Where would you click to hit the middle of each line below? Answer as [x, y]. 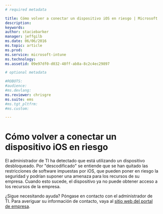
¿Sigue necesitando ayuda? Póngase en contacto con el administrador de [79, 196]
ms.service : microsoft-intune [36, 55]
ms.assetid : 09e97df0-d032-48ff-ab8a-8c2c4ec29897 [57, 64]
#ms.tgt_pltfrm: [21, 104]
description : [18, 23]
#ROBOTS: [14, 81]
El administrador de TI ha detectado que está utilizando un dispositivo [75, 161]
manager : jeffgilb [24, 37]
